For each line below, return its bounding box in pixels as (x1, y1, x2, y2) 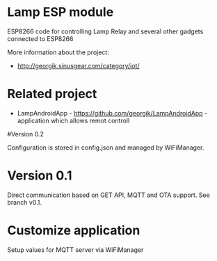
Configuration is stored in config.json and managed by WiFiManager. (7, 143, 204, 152)
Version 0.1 (7, 168, 72, 184)
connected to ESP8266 (7, 34, 74, 42)
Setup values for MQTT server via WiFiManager (7, 245, 144, 254)
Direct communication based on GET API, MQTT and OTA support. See (7, 191, 210, 199)
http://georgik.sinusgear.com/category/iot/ (17, 61, 140, 70)
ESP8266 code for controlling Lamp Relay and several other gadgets (7, 27, 204, 35)
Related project (7, 86, 97, 102)
